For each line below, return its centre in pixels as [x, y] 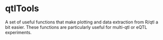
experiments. [18, 32]
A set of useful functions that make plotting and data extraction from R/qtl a [82, 22]
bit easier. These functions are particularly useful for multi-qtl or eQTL [76, 27]
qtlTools [22, 9]
